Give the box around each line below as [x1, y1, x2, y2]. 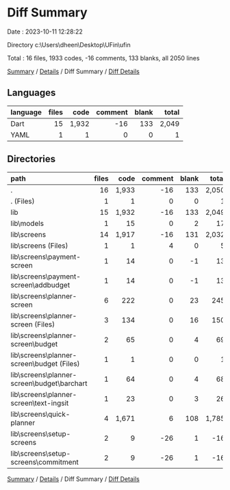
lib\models [10, 218, 44, 228]
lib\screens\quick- [10, 409, 71, 419]
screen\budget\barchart [10, 378, 88, 388]
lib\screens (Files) [10, 241, 68, 250]
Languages [7, 87, 56, 99]
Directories [7, 153, 56, 165]
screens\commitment [10, 457, 79, 467]
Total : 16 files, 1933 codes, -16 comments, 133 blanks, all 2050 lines [7, 53, 200, 62]
